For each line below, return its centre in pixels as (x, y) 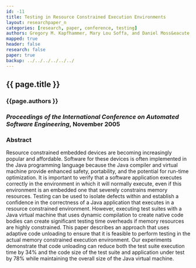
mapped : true (22, 39)
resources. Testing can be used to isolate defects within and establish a (92, 196)
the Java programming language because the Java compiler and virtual (92, 165)
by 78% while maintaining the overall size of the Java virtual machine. (90, 259)
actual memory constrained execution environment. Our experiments (89, 240)
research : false (26, 50)
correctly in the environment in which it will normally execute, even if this (94, 184)
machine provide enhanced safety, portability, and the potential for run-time (97, 171)
